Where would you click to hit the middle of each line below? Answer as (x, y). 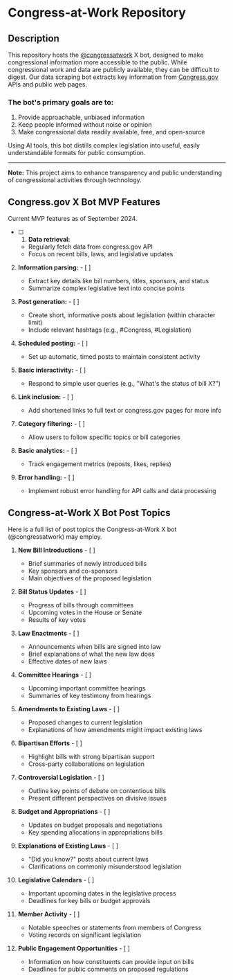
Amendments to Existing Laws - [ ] (69, 709)
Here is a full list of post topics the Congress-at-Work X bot (92, 529)
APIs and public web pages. (48, 84)
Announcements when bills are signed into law (95, 646)
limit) (35, 323)
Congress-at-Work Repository (97, 13)
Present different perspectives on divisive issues (97, 798)
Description (34, 38)
